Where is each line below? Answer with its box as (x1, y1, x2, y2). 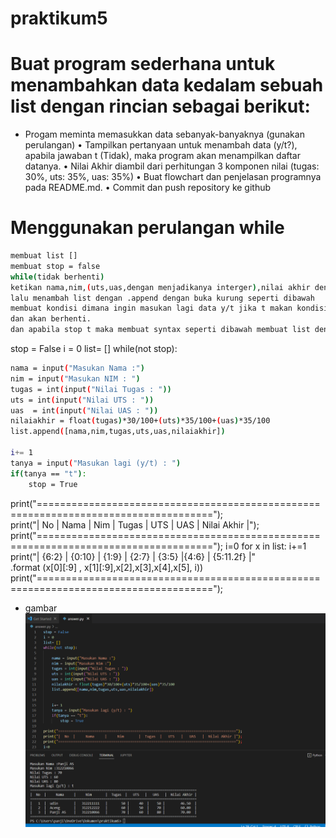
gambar (24, 602, 58, 614)
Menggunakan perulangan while (10, 217, 285, 239)
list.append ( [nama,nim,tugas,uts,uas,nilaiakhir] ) (10, 427, 226, 437)
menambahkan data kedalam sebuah (10, 74, 324, 97)
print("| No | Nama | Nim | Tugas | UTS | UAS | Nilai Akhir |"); (10, 518, 260, 531)
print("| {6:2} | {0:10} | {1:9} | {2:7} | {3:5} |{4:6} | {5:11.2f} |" (10, 550, 257, 562)
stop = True (28, 479, 78, 489)
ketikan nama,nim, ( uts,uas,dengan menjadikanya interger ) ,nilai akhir (10, 282, 311, 292)
